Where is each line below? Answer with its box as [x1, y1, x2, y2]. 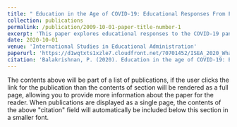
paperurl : [7, 50, 37, 57]
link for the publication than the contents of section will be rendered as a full [7, 83, 229, 92]
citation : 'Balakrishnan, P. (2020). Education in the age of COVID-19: [7, 56, 226, 64]
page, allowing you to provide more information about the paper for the [7, 90, 214, 99]
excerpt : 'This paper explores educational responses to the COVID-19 [7, 30, 219, 37]
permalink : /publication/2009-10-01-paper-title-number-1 [7, 23, 181, 30]
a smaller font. [7, 113, 49, 121]
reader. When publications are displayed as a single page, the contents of [7, 98, 221, 107]
